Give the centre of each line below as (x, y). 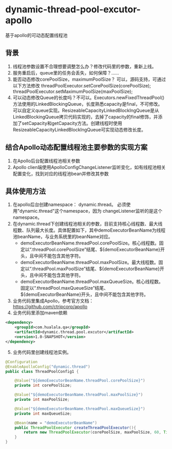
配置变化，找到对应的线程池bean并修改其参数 (61, 174)
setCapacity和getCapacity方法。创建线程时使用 (72, 123)
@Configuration (21, 362)
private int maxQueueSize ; (43, 414)
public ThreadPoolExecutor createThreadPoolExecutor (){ (76, 427)
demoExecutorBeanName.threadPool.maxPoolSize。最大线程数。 (89, 263)
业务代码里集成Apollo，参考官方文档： (53, 301)
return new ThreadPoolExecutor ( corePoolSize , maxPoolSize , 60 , (92, 433)
